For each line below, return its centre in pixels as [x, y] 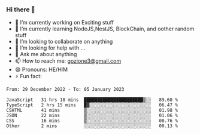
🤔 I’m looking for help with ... [50, 48]
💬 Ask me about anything [46, 54]
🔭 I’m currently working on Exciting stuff [64, 23]
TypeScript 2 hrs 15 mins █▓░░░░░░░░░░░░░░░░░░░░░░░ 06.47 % [92, 105]
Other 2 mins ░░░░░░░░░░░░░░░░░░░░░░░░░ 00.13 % [92, 126]
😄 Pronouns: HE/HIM [41, 70]
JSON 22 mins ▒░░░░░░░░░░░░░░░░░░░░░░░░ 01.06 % [92, 116]
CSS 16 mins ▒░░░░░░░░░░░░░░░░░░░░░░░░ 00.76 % [92, 121]
